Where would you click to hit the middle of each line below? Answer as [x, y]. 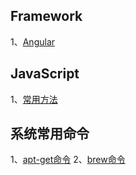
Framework [46, 16]
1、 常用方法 [34, 99]
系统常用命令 [50, 134]
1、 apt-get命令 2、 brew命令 [68, 160]
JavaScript [45, 74]
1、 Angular [33, 41]
